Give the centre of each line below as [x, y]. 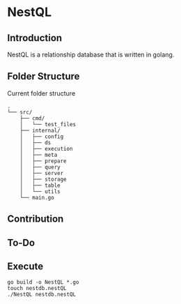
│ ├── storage [44, 179]
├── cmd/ [32, 118]
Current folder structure [41, 93]
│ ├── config [42, 137]
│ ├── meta [39, 155]
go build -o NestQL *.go [43, 282]
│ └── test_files [48, 124]
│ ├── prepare [44, 161]
